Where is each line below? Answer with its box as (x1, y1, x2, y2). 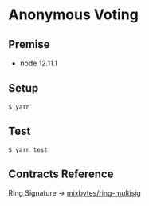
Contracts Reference (8, 168, 114, 181)
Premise (8, 38, 50, 51)
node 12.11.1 (19, 58, 58, 68)
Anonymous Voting (8, 6, 139, 24)
